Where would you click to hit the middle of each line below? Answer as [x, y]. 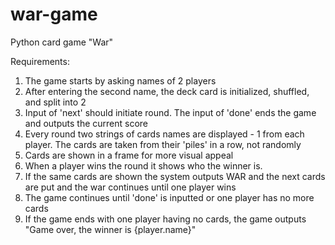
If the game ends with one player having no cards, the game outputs [165, 219]
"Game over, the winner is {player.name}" [110, 229]
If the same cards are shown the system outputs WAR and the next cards [175, 176]
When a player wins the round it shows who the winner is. [143, 165]
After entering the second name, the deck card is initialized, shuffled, [167, 91]
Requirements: [40, 61]
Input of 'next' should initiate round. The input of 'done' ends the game [170, 112]
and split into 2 [55, 102]
